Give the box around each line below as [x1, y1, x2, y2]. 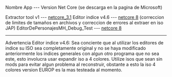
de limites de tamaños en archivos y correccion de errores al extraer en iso [5, 20, 164, 25]
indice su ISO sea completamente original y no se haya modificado [5, 45, 146, 51]
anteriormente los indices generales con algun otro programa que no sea [5, 50, 160, 57]
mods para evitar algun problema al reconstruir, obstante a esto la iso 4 [5, 61, 156, 67]
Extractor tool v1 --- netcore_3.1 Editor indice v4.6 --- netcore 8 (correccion [5, 14, 164, 20]
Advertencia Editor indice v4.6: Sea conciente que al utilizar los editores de [5, 40, 164, 45]
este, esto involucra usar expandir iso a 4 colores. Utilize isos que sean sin [5, 56, 163, 62]
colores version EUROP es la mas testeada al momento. [5, 67, 123, 73]
